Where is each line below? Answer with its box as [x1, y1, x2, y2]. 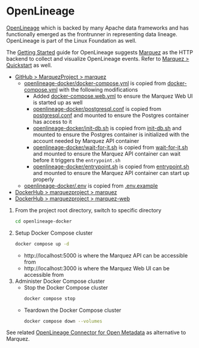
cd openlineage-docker [14, 218, 72, 224]
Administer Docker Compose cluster [14, 277, 105, 285]
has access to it [32, 118, 72, 125]
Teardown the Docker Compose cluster [23, 306, 121, 314]
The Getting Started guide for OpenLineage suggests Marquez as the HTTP [6, 48, 194, 55]
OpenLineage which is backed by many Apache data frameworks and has [6, 24, 189, 31]
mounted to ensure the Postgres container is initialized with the [32, 131, 189, 138]
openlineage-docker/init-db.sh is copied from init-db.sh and [32, 124, 182, 131]
